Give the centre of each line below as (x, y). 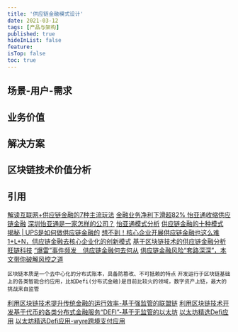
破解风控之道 (45, 259)
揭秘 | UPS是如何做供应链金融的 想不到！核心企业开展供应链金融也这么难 (113, 232)
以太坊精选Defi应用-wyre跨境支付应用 (70, 321)
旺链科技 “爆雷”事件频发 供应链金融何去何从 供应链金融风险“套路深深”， (114, 250)
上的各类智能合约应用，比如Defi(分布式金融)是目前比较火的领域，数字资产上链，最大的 (117, 282)
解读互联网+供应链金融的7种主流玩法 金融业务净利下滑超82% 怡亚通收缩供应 (119, 215)
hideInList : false (34, 41)
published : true (31, 34)
